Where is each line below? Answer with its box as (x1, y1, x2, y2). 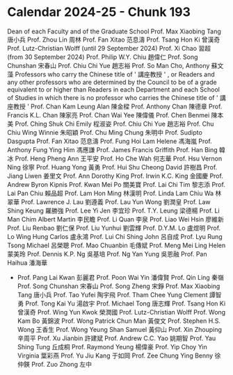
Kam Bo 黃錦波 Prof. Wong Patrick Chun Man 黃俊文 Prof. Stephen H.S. (17, 317, 221, 325)
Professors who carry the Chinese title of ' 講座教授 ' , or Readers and (15, 70, 215, 78)
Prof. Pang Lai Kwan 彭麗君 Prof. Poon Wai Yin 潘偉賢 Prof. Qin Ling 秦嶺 (17, 273, 224, 281)
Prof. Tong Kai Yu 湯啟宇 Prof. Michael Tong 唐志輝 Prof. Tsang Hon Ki (25, 299, 226, 308)
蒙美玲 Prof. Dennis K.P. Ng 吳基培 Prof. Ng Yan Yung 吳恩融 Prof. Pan (7, 249, 207, 258)
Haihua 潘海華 (7, 258, 48, 267)
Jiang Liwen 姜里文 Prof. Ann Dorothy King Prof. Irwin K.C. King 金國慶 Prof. (7, 172, 224, 180)
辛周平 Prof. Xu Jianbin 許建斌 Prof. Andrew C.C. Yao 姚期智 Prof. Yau (17, 334, 216, 342)
